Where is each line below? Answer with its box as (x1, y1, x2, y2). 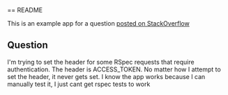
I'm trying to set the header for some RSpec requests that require (7, 58, 195, 66)
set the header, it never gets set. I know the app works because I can (7, 72, 206, 80)
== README (7, 6, 43, 14)
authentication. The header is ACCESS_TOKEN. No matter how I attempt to (7, 65, 221, 74)
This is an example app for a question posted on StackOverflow (7, 19, 190, 27)
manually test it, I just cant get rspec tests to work (7, 80, 151, 88)
